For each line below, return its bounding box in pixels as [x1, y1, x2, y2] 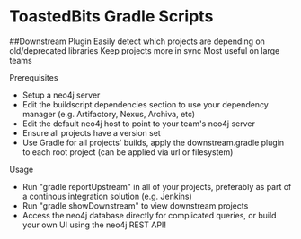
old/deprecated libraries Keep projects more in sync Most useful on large [9, 45, 280, 55]
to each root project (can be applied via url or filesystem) [22, 146, 234, 158]
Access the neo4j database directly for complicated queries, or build [22, 209, 277, 220]
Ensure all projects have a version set [22, 127, 162, 138]
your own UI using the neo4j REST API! [22, 219, 166, 230]
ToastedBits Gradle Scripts [9, 6, 214, 27]
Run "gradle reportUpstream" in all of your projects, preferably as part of [22, 181, 292, 192]
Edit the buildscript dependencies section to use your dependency [22, 98, 270, 109]
